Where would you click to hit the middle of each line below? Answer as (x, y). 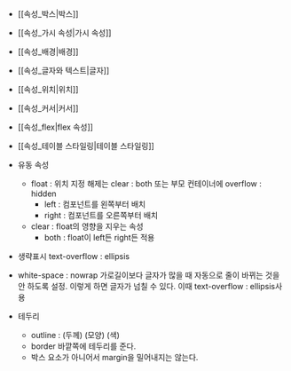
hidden (43, 193)
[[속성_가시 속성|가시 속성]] (64, 33)
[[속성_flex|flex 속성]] (55, 127)
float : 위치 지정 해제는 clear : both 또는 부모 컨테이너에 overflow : (146, 184)
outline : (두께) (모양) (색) (75, 335)
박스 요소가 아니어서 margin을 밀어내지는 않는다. (114, 357)
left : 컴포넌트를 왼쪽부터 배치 (95, 204)
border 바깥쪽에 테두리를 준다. (83, 346)
